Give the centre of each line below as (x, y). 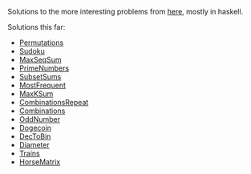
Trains (30, 153)
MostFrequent (42, 85)
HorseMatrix (40, 162)
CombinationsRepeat (54, 102)
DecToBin (35, 136)
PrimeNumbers (44, 68)
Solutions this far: (36, 27)
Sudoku (32, 51)
